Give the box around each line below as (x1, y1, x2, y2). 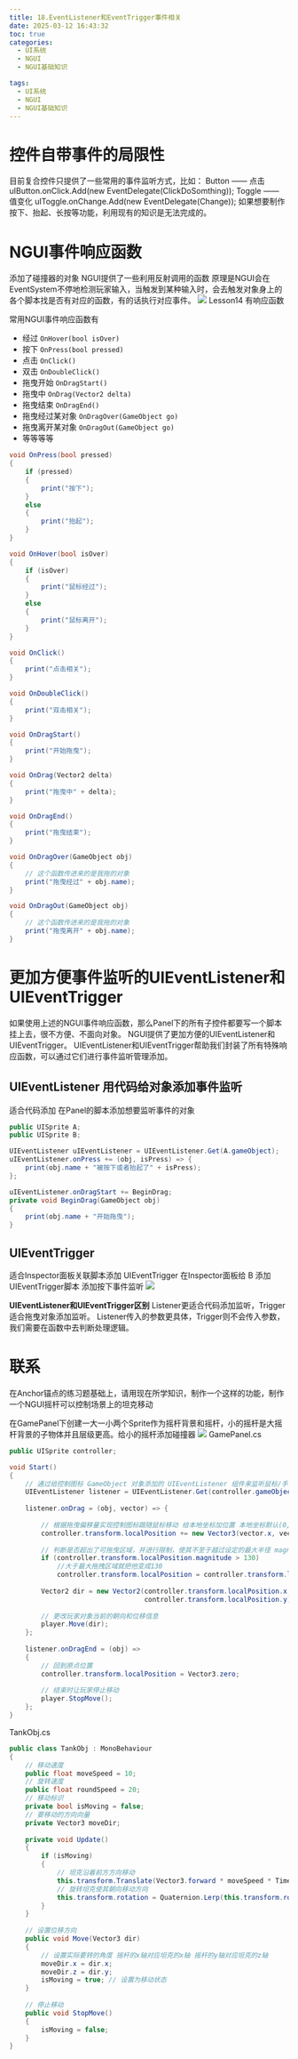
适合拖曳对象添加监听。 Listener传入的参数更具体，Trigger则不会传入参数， (9, 1311, 286, 1322)
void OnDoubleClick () (9, 689, 90, 698)
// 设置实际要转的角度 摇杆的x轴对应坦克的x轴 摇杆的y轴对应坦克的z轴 (41, 1950, 269, 1959)
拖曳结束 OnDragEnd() (21, 399, 100, 410)
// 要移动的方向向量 (25, 1810, 90, 1819)
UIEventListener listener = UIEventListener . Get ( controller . (25, 1487, 255, 1497)
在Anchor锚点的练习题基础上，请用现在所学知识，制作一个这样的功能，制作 (9, 1387, 285, 1398)
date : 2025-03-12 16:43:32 (9, 21, 109, 30)
